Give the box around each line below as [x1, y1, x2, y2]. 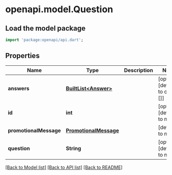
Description [123, 66, 154, 73]
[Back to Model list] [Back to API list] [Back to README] [5, 164, 123, 170]
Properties [5, 52, 40, 60]
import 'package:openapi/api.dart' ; [5, 37, 83, 42]
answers [8, 85, 30, 92]
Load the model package [5, 24, 86, 33]
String [66, 144, 81, 152]
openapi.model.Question [5, 4, 114, 15]
